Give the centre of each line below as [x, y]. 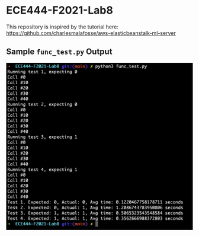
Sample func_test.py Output [59, 52]
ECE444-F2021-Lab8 [60, 10]
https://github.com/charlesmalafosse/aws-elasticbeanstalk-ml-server [91, 33]
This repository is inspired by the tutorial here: [62, 27]
